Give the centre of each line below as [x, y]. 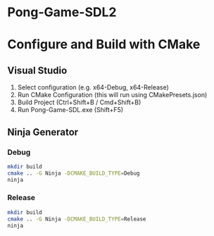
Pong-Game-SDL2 [62, 12]
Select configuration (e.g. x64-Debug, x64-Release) [93, 87]
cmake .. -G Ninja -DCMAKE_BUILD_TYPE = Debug [74, 173]
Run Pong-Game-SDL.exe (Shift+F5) [70, 110]
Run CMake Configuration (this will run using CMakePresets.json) [112, 95]
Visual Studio [37, 70]
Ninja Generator [43, 132]
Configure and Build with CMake [104, 45]
